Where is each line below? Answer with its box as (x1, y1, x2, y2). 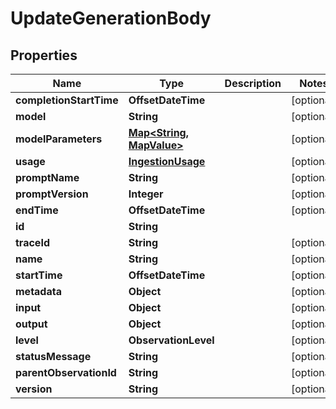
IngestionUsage (128, 155, 206, 168)
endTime (15, 203, 59, 217)
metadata (15, 285, 62, 298)
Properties (10, 47, 78, 64)
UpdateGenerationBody (10, 7, 212, 30)
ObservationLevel (128, 333, 215, 347)
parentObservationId (15, 366, 117, 379)
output (15, 317, 48, 331)
